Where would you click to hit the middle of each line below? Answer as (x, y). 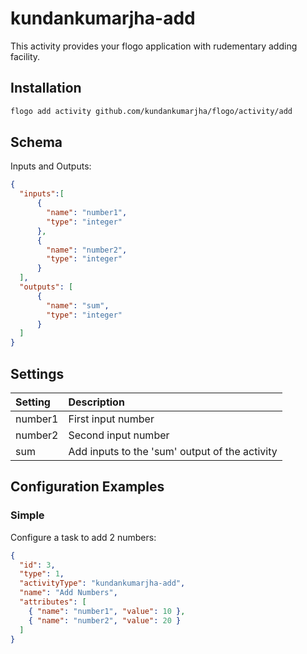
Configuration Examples (87, 487)
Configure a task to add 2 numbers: (83, 537)
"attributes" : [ (53, 602)
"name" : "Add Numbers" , (68, 593)
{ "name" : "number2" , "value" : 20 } (105, 620)
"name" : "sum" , (78, 305)
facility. (25, 56)
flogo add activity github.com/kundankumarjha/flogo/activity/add (151, 111)
